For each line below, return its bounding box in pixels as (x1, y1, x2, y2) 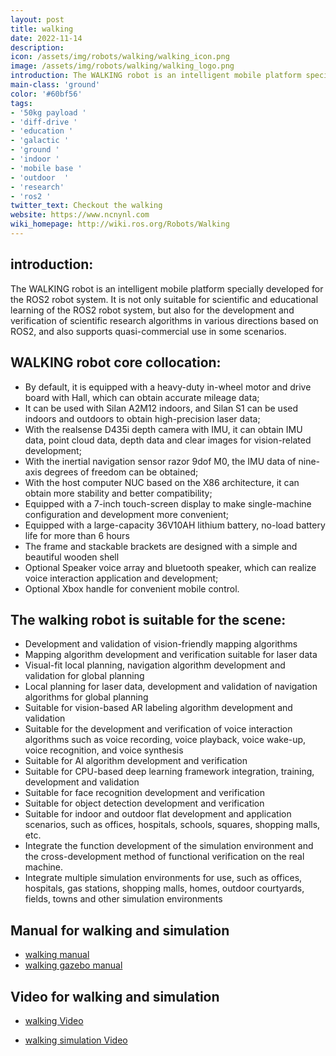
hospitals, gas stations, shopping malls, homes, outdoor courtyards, (24, 882, 305, 895)
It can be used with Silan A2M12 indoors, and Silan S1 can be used (24, 402, 299, 414)
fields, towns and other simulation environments (24, 893, 223, 905)
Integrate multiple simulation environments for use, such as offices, (24, 872, 303, 884)
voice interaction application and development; (24, 572, 219, 584)
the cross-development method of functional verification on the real (24, 851, 305, 863)
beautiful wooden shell (24, 551, 120, 563)
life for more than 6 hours (24, 529, 130, 541)
